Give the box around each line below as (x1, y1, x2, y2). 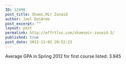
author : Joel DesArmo (5, 16, 50, 21)
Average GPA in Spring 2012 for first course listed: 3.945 (5, 53, 121, 59)
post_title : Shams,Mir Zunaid (5, 12, 68, 17)
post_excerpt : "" (5, 21, 41, 26)
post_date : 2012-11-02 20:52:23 (5, 40, 72, 45)
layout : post (5, 26, 32, 31)
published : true (5, 35, 39, 40)
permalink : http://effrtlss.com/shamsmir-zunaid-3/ (5, 30, 115, 35)
